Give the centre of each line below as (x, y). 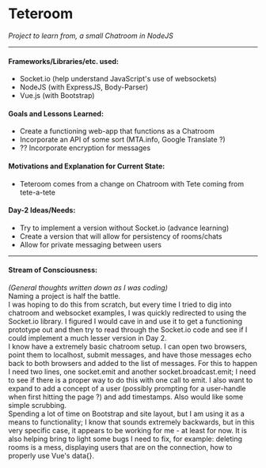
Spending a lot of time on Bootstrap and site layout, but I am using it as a (127, 413)
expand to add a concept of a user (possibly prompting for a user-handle (127, 388)
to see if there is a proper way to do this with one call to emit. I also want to (131, 379)
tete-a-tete (37, 192)
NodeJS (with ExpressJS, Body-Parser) (84, 87)
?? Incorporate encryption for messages (85, 148)
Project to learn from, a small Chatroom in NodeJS (91, 36)
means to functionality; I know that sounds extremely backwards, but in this (131, 422)
